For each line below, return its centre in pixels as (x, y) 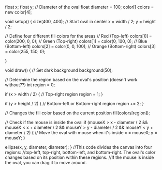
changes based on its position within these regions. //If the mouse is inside (80, 157)
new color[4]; (19, 12)
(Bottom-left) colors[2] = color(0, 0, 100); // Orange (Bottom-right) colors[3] (81, 46)
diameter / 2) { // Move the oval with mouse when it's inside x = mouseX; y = (81, 132)
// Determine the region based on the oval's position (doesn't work (71, 80)
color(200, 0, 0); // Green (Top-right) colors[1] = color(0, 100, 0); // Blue (76, 41)
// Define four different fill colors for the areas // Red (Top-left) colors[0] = (79, 36)
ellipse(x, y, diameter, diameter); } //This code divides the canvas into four (79, 147)
